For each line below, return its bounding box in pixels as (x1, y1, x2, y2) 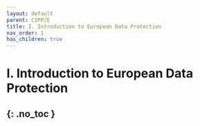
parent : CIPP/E (6, 17, 51, 24)
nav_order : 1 (6, 29, 44, 37)
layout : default (6, 10, 53, 17)
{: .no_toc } (6, 108, 56, 120)
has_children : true (6, 36, 63, 43)
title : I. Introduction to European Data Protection (6, 23, 162, 30)
